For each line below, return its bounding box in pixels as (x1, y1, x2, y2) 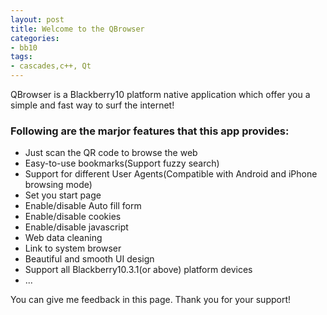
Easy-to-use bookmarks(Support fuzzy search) (24, 157, 220, 170)
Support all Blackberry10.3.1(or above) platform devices (24, 264, 253, 276)
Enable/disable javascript (24, 221, 129, 233)
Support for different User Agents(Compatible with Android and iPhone (24, 168, 318, 180)
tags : (10, 52, 33, 62)
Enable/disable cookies (24, 211, 122, 223)
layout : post (10, 14, 65, 25)
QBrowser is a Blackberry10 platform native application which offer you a (10, 89, 311, 100)
